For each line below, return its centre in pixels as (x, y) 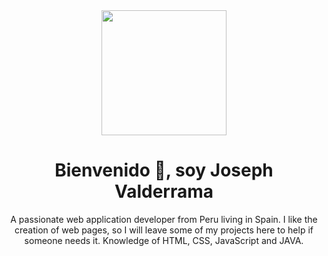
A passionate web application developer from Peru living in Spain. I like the (164, 219)
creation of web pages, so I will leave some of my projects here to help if (164, 230)
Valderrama (164, 191)
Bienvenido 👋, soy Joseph (164, 170)
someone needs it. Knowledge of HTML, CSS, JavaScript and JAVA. (164, 240)
